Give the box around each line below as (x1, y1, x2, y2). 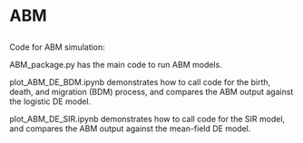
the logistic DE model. (9, 96, 92, 107)
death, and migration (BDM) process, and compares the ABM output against (9, 86, 294, 97)
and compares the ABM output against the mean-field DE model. (9, 123, 251, 134)
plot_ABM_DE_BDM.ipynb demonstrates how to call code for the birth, (9, 76, 271, 87)
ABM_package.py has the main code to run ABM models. (9, 59, 222, 70)
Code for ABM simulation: (9, 42, 106, 52)
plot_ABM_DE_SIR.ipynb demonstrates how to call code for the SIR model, (9, 113, 286, 124)
